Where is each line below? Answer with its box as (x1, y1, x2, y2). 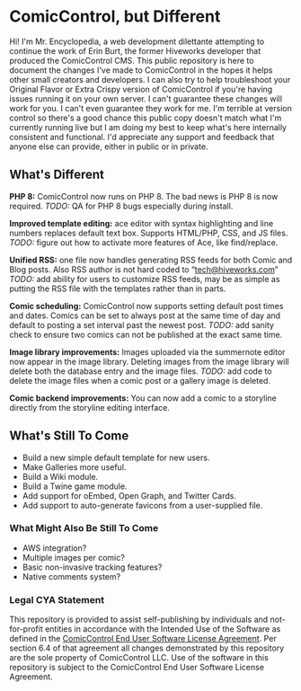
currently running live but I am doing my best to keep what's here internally (9, 121, 288, 132)
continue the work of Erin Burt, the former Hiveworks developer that (9, 45, 261, 56)
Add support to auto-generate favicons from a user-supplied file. (22, 500, 263, 510)
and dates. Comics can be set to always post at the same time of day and (9, 310, 281, 321)
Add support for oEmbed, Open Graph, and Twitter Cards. (22, 490, 236, 501)
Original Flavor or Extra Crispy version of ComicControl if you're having (9, 84, 273, 94)
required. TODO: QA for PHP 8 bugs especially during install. (9, 200, 234, 211)
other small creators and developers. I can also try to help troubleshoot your (9, 74, 291, 84)
